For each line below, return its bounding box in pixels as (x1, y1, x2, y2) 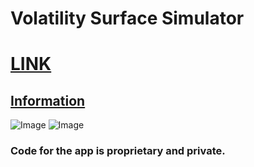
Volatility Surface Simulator (10, 7, 245, 30)
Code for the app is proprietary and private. (10, 144, 226, 158)
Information (10, 92, 86, 109)
